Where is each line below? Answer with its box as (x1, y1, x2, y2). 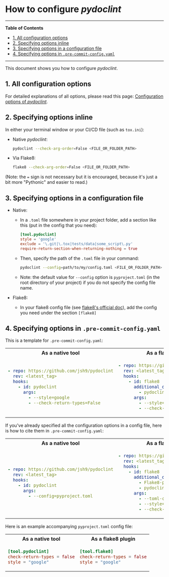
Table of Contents (5, 25, 44, 31)
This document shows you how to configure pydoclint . (5, 65, 118, 71)
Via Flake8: (12, 155, 36, 161)
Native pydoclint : (12, 136, 48, 142)
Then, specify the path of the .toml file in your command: (20, 255, 139, 261)
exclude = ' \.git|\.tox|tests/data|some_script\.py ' (20, 241, 133, 246)
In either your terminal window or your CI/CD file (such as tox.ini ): (5, 126, 144, 132)
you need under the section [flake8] (20, 310, 97, 316)
